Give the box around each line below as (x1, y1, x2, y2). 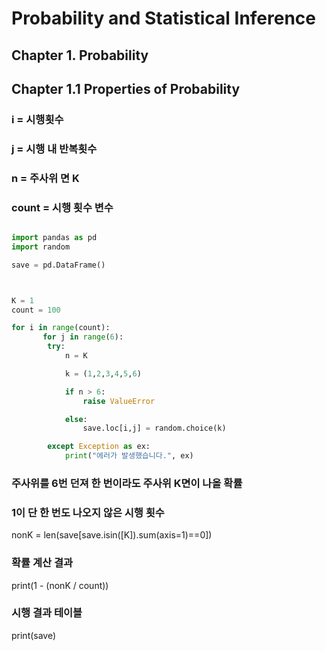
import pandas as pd (11, 233, 98, 243)
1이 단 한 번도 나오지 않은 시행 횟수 (11, 505, 165, 519)
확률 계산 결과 (11, 556, 74, 570)
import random (11, 242, 71, 252)
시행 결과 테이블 (11, 606, 83, 620)
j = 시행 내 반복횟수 (11, 142, 98, 156)
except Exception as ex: (47, 442, 151, 452)
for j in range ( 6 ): (42, 332, 124, 342)
